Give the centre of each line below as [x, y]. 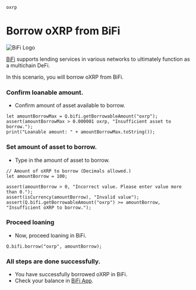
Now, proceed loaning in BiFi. [50, 235]
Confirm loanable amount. [45, 92]
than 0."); [20, 192]
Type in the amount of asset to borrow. [62, 160]
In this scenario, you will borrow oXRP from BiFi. [65, 77]
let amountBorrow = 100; [37, 176]
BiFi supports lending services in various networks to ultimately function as [98, 59]
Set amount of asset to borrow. [51, 147]
